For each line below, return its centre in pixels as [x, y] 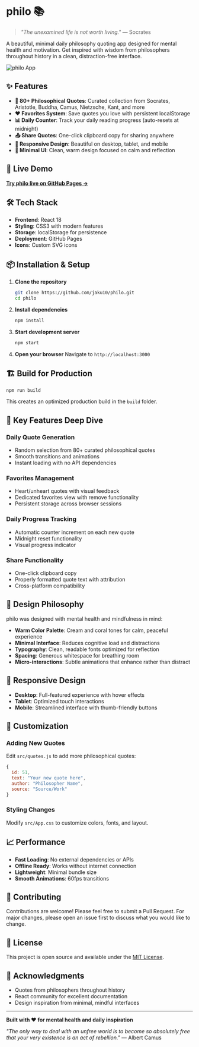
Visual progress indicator [45, 545]
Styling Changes [31, 810]
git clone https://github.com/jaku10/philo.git [74, 293]
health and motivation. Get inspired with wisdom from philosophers [88, 50]
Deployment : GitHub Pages [49, 239]
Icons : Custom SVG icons [46, 245]
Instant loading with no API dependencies [65, 463]
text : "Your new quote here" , [49, 778]
